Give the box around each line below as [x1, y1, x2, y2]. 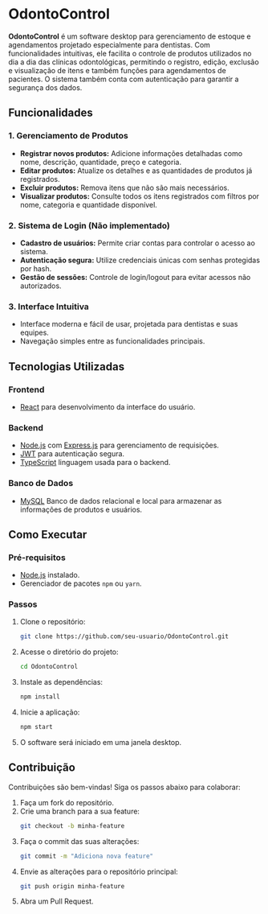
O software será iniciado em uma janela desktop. [19, 737, 182, 747]
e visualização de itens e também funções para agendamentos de [8, 65, 226, 75]
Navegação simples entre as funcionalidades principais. [19, 336, 205, 346]
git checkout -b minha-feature [19, 821, 125, 830]
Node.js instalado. [19, 570, 80, 580]
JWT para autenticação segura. [19, 449, 125, 459]
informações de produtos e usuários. [19, 504, 143, 514]
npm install [19, 693, 60, 701]
